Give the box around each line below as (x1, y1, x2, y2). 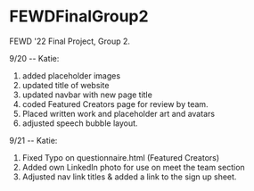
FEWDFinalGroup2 (9, 6, 149, 27)
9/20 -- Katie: (9, 53, 60, 63)
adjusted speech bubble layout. (21, 118, 138, 129)
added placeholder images (21, 70, 121, 81)
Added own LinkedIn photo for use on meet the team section (21, 162, 245, 172)
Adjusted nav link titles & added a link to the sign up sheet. (21, 171, 237, 182)
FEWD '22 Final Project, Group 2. (9, 36, 131, 46)
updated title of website (21, 79, 110, 90)
